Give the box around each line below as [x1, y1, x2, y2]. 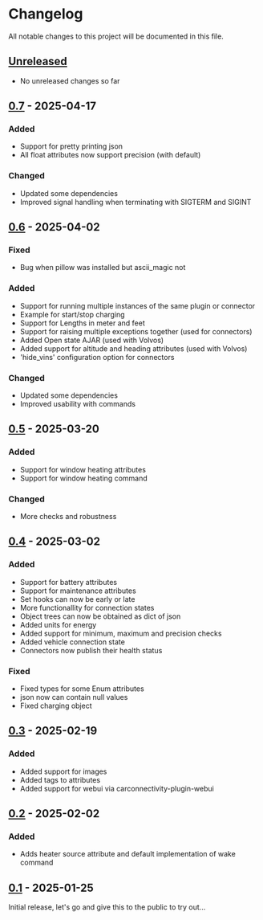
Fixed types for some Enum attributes [19, 684, 144, 693]
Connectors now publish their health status [19, 645, 163, 655]
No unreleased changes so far [19, 76, 120, 85]
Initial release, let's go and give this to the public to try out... [8, 902, 206, 912]
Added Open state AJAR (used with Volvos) [19, 335, 164, 345]
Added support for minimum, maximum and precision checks [19, 628, 222, 638]
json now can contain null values [19, 692, 128, 701]
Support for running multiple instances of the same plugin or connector [19, 301, 256, 310]
